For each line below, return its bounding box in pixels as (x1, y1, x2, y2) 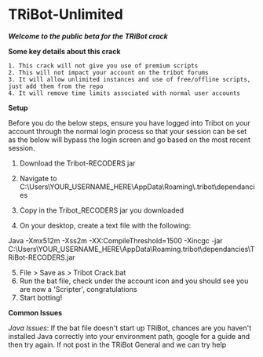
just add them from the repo (8, 82, 104, 90)
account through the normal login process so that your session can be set (8, 126, 247, 136)
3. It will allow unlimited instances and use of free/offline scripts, (8, 75, 251, 83)
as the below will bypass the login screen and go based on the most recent (8, 135, 251, 144)
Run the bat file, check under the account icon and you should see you (19, 276, 249, 286)
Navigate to (19, 173, 57, 183)
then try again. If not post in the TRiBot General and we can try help (8, 340, 226, 349)
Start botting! (19, 293, 63, 302)
